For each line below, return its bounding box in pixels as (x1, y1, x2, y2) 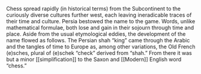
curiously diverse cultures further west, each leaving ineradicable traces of (6, 11, 192, 18)
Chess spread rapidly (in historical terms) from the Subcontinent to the (6, 5, 181, 12)
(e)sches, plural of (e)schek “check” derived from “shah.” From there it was (6, 50, 192, 56)
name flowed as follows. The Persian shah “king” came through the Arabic (6, 37, 190, 44)
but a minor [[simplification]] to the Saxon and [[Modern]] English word (6, 56, 182, 63)
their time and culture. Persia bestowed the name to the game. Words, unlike (6, 18, 196, 24)
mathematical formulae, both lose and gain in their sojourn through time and (6, 24, 194, 31)
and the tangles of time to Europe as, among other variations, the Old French (6, 43, 196, 50)
